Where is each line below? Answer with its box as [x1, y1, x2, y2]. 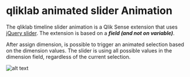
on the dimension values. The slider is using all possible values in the [6, 47, 172, 54]
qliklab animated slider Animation [6, 4, 172, 17]
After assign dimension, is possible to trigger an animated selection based [6, 41, 184, 48]
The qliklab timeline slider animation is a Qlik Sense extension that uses [6, 23, 178, 30]
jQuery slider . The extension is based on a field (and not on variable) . [6, 29, 175, 36]
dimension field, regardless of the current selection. [6, 53, 131, 60]
